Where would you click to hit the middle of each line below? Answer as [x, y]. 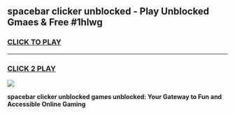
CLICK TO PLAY [34, 43]
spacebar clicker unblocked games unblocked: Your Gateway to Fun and [115, 96]
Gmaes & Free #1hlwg [55, 23]
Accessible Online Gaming [47, 104]
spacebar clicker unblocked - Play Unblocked [108, 11]
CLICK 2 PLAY [31, 68]
